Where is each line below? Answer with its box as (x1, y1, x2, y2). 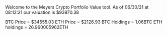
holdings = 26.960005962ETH (5, 24, 69, 30)
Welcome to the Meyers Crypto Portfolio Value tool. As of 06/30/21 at (5, 4, 149, 10)
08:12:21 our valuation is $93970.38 (5, 9, 79, 15)
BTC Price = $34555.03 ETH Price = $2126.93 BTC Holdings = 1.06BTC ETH (5, 19, 162, 25)
